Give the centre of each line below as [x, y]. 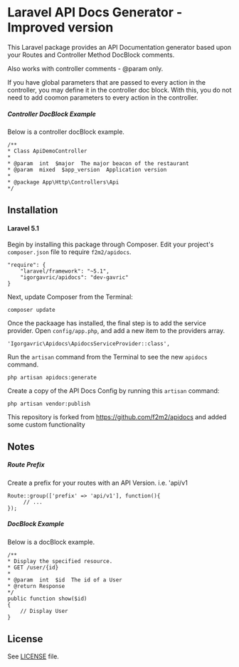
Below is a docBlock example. [51, 542]
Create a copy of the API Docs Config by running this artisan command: [113, 390]
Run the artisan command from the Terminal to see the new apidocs [107, 357]
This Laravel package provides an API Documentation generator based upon [119, 47]
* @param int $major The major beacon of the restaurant [99, 163]
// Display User [44, 611]
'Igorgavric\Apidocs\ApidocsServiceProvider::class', [89, 343]
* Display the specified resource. [60, 561]
